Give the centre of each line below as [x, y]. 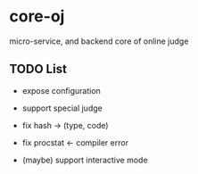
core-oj [37, 17]
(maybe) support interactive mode [85, 160]
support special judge [62, 108]
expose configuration [61, 90]
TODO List [38, 69]
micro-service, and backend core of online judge [99, 41]
